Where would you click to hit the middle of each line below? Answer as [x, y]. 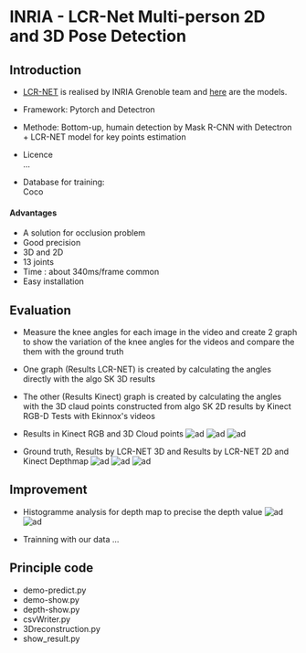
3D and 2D [43, 252]
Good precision [52, 243]
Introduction [46, 70]
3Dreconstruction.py [61, 628]
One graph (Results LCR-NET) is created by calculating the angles [147, 369]
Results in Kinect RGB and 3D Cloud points [103, 434]
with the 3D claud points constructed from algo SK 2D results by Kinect [157, 406]
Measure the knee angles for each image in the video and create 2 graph [160, 332]
